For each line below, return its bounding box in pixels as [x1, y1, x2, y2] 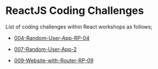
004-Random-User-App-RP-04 [13, 34, 90, 41]
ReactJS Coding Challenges [5, 4, 144, 17]
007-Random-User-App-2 [13, 45, 77, 53]
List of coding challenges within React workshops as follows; [5, 23, 153, 30]
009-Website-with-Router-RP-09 [13, 57, 94, 64]
